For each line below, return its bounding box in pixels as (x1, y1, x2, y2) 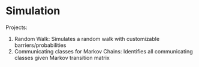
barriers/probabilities (14, 42, 67, 49)
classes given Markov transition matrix (14, 54, 110, 61)
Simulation (5, 4, 61, 18)
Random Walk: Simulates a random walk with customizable (14, 35, 160, 42)
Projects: (5, 24, 28, 31)
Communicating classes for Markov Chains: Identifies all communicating (14, 47, 193, 55)
